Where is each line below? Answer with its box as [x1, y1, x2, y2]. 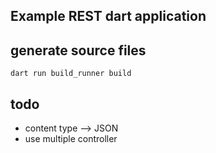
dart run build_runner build [10, 69, 132, 79]
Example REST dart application [10, 8, 207, 25]
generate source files [10, 42, 147, 59]
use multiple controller [24, 133, 118, 145]
